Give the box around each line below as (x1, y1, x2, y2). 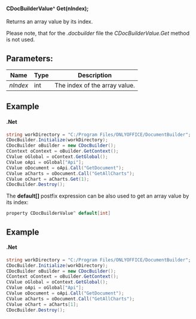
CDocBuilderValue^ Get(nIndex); (6, 5, 89, 12)
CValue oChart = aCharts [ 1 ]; (6, 301, 79, 308)
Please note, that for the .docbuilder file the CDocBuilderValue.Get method (6, 30, 190, 37)
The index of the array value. (54, 81, 136, 90)
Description (77, 71, 112, 80)
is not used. (6, 36, 35, 43)
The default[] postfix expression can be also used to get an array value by (6, 192, 189, 200)
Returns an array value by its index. (6, 18, 93, 25)
